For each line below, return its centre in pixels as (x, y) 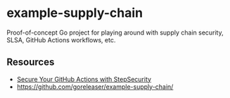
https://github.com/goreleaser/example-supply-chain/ (95, 87)
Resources (31, 62)
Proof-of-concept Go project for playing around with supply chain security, (115, 32)
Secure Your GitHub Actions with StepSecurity (84, 79)
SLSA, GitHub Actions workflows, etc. (61, 39)
